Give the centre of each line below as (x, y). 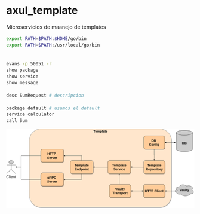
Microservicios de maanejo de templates (56, 27)
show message (22, 83)
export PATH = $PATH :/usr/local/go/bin (53, 45)
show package (22, 70)
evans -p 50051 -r (29, 64)
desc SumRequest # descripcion (45, 95)
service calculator (30, 114)
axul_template (42, 10)
